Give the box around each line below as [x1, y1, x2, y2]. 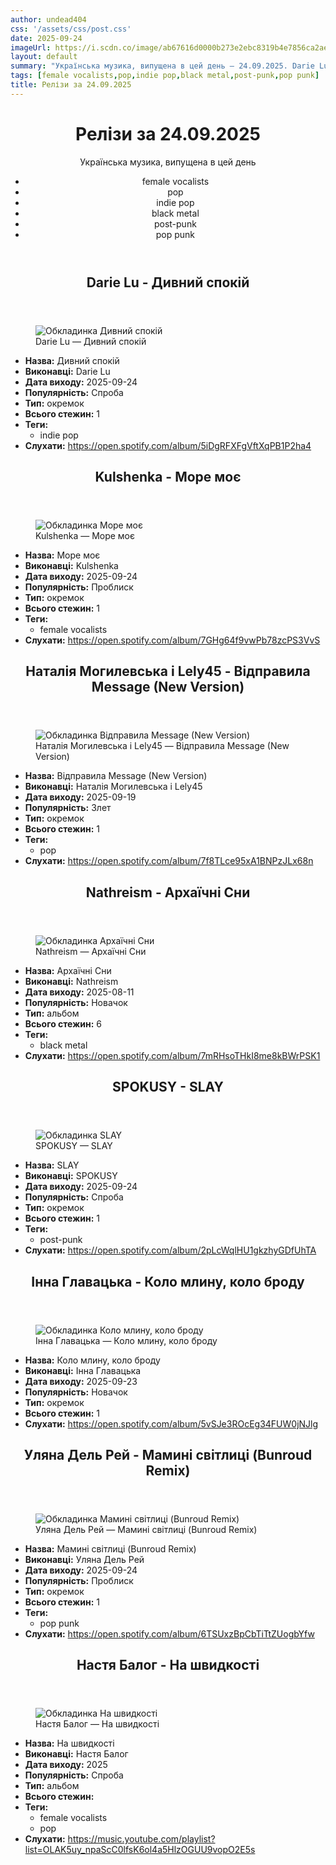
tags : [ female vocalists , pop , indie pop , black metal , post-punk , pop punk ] [10, 71, 320, 81]
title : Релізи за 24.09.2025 [10, 80, 132, 90]
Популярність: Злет [24, 802, 112, 814]
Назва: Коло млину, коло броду [24, 1354, 161, 1366]
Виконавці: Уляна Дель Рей [24, 1554, 145, 1566]
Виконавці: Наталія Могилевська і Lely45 [24, 781, 203, 793]
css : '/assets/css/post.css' [10, 24, 132, 34]
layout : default [10, 52, 78, 62]
